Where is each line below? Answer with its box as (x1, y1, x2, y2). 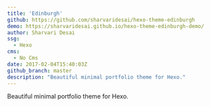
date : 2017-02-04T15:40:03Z (7, 61, 88, 68)
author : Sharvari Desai (7, 29, 76, 36)
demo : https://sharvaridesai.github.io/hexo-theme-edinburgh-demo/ (7, 23, 205, 29)
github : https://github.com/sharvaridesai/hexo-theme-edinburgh (7, 16, 195, 23)
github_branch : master (7, 67, 72, 74)
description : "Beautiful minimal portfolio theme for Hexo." (7, 73, 186, 81)
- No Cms (13, 55, 38, 62)
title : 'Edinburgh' (7, 10, 63, 17)
